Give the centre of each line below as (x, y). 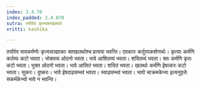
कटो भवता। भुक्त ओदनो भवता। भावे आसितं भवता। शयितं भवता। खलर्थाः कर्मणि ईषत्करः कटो (97, 65)
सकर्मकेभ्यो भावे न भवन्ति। (32, 79)
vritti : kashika (27, 29)
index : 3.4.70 (25, 12)
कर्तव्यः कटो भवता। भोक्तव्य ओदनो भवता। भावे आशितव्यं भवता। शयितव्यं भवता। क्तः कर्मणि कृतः (99, 59)
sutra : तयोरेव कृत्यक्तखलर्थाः (34, 23)
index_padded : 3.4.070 (35, 18)
